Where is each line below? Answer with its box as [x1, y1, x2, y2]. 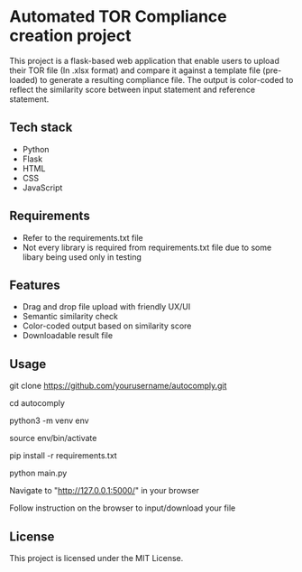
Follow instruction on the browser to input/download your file [9, 503, 236, 513]
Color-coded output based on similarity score [22, 320, 192, 331]
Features [9, 277, 60, 292]
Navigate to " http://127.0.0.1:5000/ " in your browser [9, 485, 200, 496]
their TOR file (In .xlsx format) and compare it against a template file [9, 65, 261, 76]
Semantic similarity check [22, 311, 119, 322]
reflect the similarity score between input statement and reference [9, 84, 255, 95]
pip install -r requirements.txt [9, 450, 117, 461]
